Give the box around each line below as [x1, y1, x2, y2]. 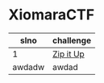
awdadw [12, 61, 45, 73]
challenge [52, 35, 91, 46]
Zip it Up [52, 48, 85, 60]
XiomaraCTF [8, 6, 95, 24]
